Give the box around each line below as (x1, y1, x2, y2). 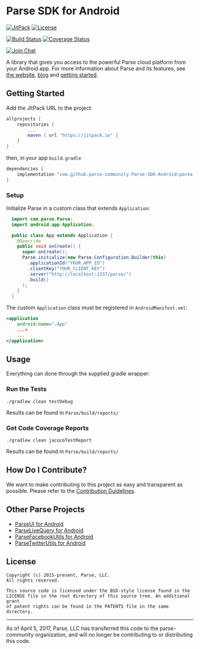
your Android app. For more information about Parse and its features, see (6, 64, 186, 72)
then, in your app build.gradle (6, 154, 82, 162)
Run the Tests (6, 385, 47, 393)
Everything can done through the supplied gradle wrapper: (6, 370, 150, 377)
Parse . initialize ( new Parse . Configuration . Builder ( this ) (21, 254, 167, 260)
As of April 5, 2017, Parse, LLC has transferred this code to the (6, 625, 159, 632)
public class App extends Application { (11, 232, 113, 238)
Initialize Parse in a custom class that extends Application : (6, 204, 150, 212)
